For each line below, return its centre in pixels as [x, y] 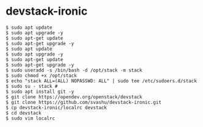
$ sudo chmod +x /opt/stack [41, 75]
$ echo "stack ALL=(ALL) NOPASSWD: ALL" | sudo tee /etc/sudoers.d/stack [101, 81]
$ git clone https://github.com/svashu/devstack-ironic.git [84, 102]
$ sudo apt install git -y [40, 92]
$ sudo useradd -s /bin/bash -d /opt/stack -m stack [74, 70]
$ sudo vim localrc [30, 118]
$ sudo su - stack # [32, 86]
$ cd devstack [24, 113]
